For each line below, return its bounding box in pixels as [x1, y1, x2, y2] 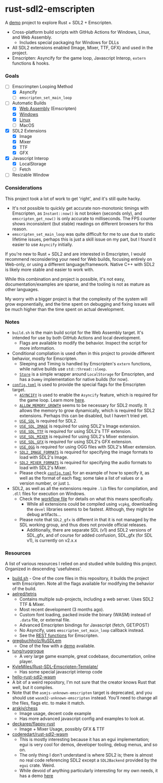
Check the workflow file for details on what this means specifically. [19, 495, 154, 502]
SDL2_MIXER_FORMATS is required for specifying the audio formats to [19, 459, 152, 465]
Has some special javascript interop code [19, 669, 103, 675]
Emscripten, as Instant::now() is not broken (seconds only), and [12, 210, 143, 216]
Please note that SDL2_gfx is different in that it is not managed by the [19, 516, 157, 522]
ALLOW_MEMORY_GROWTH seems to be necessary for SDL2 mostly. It [19, 402, 147, 408]
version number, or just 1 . [19, 480, 71, 486]
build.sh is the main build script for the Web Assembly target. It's [12, 329, 144, 336]
